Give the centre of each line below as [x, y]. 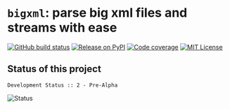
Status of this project [55, 69]
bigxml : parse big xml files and [97, 13]
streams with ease [62, 28]
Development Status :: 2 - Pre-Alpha [63, 85]
